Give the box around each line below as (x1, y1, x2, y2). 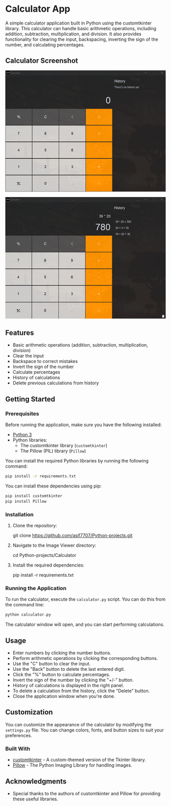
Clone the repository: (12, 523, 58, 529)
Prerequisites (5, 410, 39, 417)
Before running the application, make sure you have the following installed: (5, 422, 162, 428)
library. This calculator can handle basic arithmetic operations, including (5, 25, 157, 31)
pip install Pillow (5, 499, 47, 504)
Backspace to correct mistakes (12, 358, 78, 364)
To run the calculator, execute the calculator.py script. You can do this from (5, 596, 166, 602)
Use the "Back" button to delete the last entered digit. (12, 666, 125, 672)
